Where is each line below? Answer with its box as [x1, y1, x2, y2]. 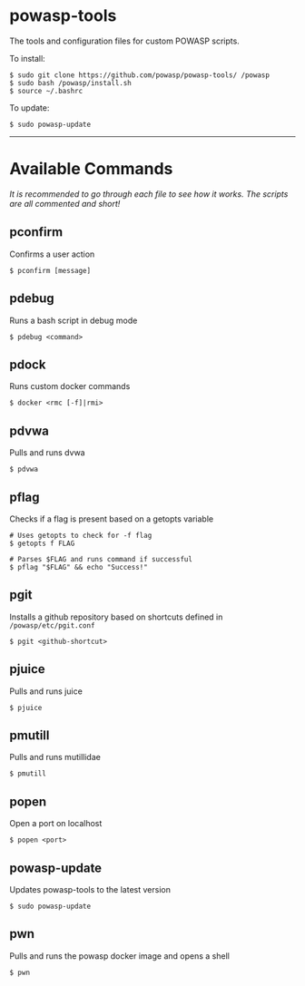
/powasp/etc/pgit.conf [9, 620, 95, 630]
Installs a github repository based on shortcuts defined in [9, 611, 223, 622]
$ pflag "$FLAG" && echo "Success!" [9, 562, 148, 571]
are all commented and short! [9, 198, 121, 209]
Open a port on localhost [9, 818, 103, 829]
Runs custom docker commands [9, 381, 131, 392]
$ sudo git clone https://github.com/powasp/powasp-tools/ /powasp [9, 70, 271, 80]
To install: [9, 53, 45, 63]
